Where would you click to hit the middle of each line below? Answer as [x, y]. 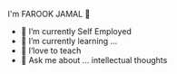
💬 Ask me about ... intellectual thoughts [94, 60]
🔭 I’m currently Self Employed [76, 31]
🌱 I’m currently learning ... [69, 41]
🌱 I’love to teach [51, 51]
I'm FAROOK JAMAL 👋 [49, 14]
